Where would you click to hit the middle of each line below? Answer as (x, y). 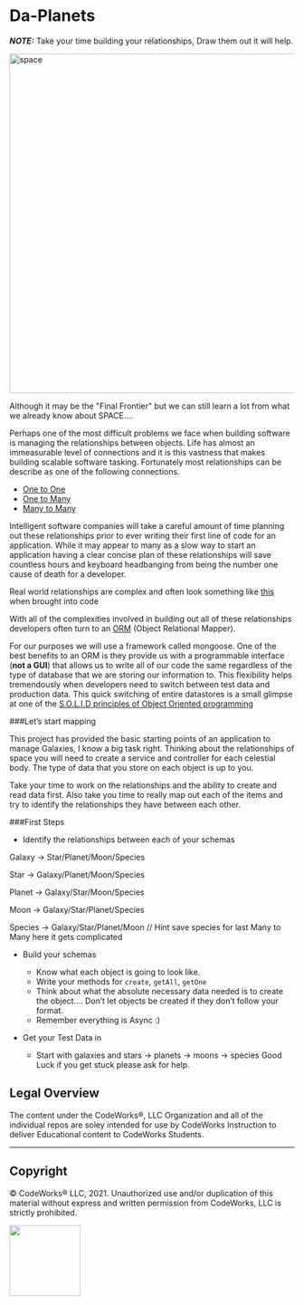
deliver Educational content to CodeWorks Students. (107, 1134)
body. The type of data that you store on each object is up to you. (132, 767)
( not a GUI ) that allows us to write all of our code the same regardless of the (151, 665)
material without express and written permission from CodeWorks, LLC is (146, 1203)
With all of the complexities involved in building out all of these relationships (151, 619)
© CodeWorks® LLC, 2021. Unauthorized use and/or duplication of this (141, 1193)
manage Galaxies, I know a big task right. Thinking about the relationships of (152, 748)
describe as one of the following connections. (95, 471)
